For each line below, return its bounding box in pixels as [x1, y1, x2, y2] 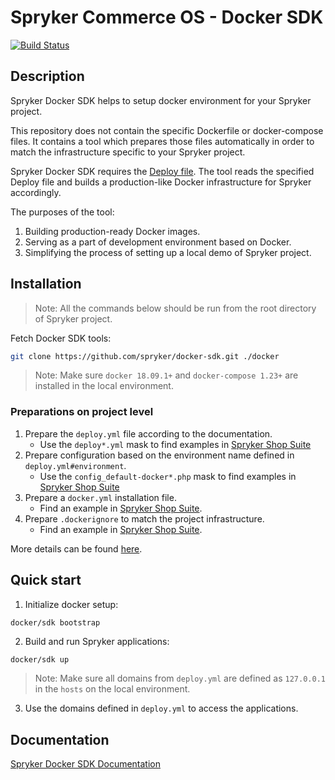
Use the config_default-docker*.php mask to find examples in [39, 470, 297, 482]
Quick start [10, 572, 82, 589]
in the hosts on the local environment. [34, 683, 191, 695]
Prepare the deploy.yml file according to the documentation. [24, 427, 273, 440]
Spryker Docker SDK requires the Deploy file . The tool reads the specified [10, 165, 315, 177]
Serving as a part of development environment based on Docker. [24, 236, 292, 248]
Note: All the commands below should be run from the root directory [34, 302, 317, 314]
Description [10, 68, 85, 85]
